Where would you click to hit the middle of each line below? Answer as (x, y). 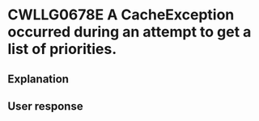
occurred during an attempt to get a (129, 32)
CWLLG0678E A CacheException (121, 15)
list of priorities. (62, 49)
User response (45, 106)
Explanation (38, 79)
